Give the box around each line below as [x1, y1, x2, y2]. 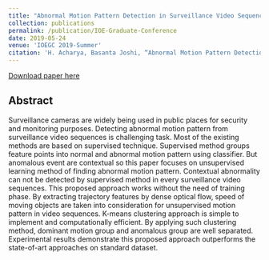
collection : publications [8, 19, 94, 27]
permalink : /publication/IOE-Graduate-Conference [8, 26, 178, 34]
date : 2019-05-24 [8, 34, 66, 42]
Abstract [8, 94, 54, 108]
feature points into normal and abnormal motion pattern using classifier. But [8, 149, 258, 158]
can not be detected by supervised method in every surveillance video [8, 174, 242, 184]
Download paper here [8, 71, 80, 80]
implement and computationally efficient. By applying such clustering [8, 217, 237, 226]
